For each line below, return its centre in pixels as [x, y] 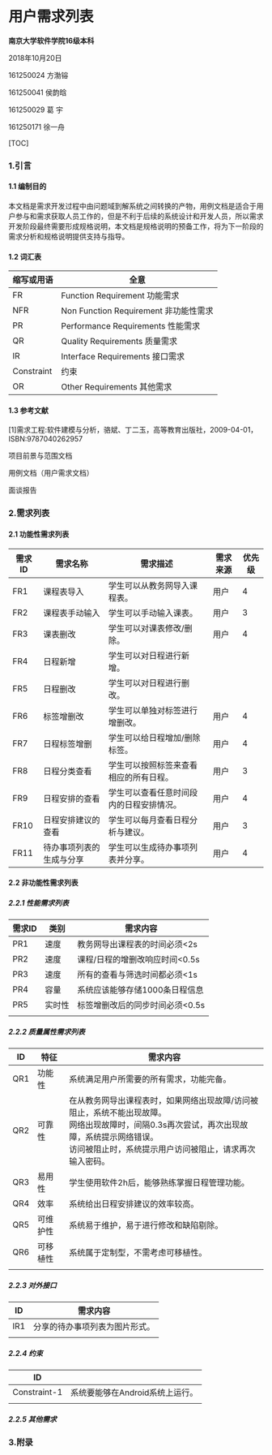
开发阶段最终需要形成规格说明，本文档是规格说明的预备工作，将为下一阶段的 [136, 226]
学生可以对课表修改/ [146, 628]
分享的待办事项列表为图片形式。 [94, 1327]
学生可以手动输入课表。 [153, 613]
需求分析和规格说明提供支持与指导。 [69, 237]
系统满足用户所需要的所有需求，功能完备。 [150, 1079]
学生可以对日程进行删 [149, 682]
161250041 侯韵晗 [38, 92]
